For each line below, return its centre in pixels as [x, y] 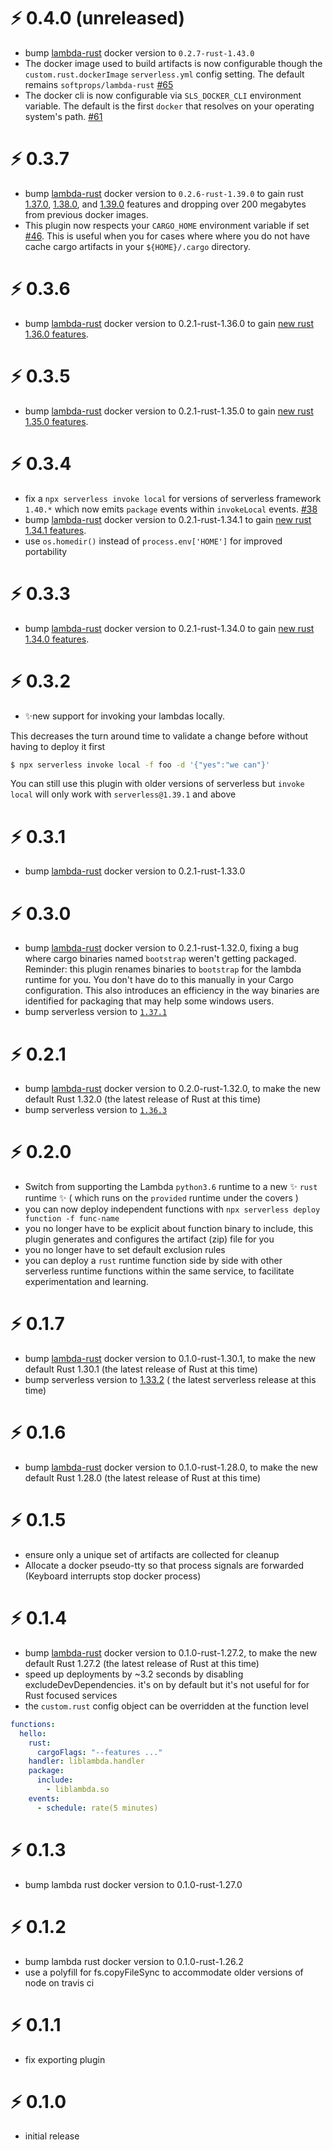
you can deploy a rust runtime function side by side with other [153, 1261]
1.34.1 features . [55, 530]
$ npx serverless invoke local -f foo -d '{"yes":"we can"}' [140, 765]
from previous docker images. [86, 214]
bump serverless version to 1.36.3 [96, 1110]
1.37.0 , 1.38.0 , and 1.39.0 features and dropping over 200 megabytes [165, 204]
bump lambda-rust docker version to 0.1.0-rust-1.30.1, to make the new [170, 1359]
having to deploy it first [58, 746]
